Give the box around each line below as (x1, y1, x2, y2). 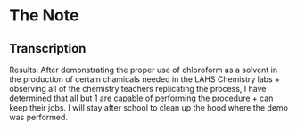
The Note (9, 5, 79, 26)
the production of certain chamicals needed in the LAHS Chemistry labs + (9, 74, 281, 85)
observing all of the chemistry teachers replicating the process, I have (9, 84, 267, 94)
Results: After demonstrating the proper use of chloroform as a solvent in (9, 64, 278, 75)
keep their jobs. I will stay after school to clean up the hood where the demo (9, 102, 288, 112)
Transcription (9, 41, 87, 56)
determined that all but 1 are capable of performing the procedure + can (9, 93, 274, 103)
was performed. (9, 112, 69, 122)
